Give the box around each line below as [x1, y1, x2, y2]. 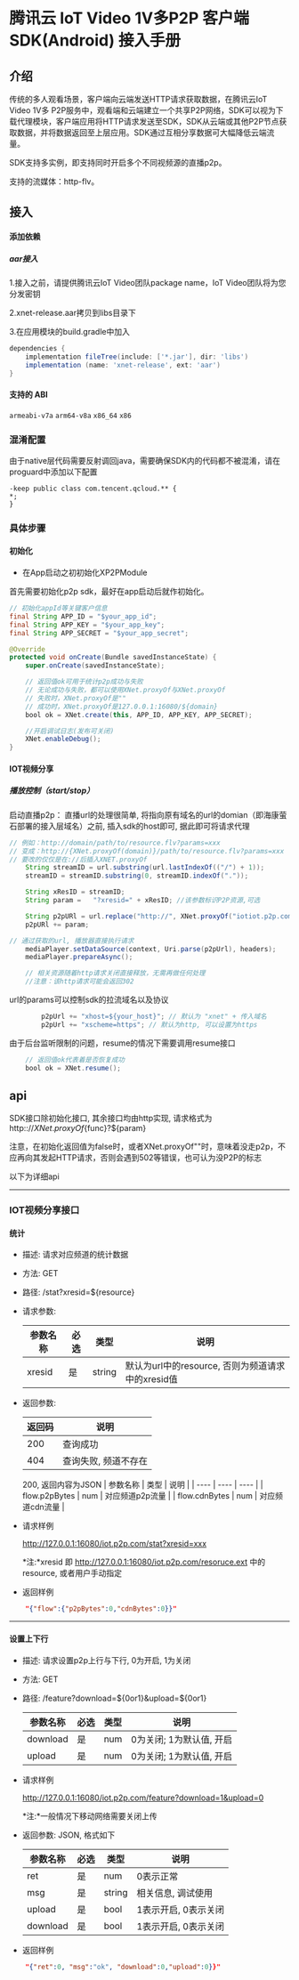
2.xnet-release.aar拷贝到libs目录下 [9, 307, 136, 318]
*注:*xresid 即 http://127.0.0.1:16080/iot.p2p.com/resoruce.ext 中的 [21, 1556, 265, 1567]
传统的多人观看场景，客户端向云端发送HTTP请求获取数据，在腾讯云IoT [9, 94, 268, 104]
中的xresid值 [125, 1373, 178, 1386]
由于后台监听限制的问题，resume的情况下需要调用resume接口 [9, 1038, 236, 1048]
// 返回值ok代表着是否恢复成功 [25, 1055, 125, 1064]
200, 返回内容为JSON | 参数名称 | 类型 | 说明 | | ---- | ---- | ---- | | [21, 1479, 264, 1491]
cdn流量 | [29, 1501, 65, 1513]
